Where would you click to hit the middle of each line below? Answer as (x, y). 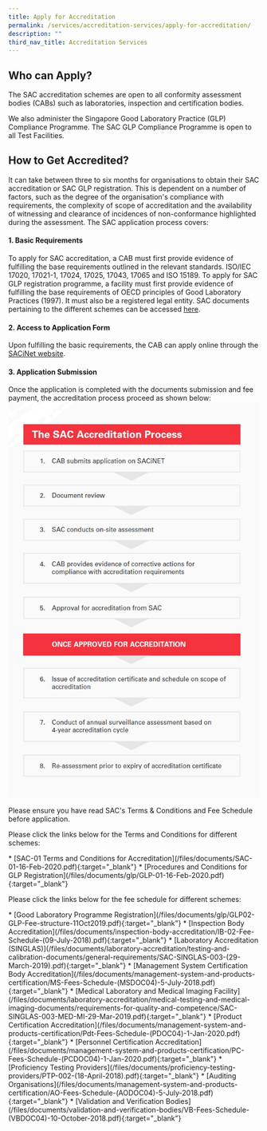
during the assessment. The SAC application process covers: (108, 222)
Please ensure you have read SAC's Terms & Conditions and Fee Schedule (131, 811)
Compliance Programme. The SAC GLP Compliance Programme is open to (130, 127)
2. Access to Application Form (59, 327)
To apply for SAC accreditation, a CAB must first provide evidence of (121, 259)
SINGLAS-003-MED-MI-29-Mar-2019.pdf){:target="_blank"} (107, 1017)
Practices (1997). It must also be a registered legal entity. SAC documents (129, 301)
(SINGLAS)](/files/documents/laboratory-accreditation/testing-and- (119, 949)
